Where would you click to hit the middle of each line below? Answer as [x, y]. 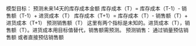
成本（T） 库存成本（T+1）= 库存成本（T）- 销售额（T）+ [118, 16]
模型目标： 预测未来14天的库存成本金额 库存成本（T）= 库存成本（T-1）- [93, 8]
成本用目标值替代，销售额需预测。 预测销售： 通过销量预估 [113, 30]
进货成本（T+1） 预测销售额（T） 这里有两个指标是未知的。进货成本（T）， [95, 23]
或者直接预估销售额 [41, 37]
